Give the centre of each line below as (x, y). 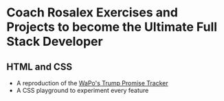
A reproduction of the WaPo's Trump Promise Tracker (92, 83)
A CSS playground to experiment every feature (82, 90)
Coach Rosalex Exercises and (92, 13)
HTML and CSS (40, 67)
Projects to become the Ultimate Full (112, 27)
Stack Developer (55, 42)
